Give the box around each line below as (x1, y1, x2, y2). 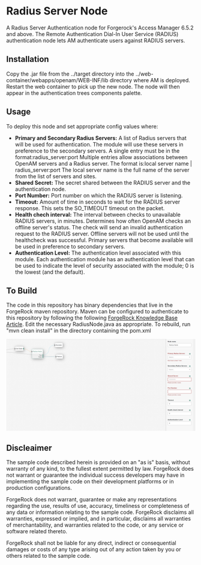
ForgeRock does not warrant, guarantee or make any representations (6, 496, 177, 503)
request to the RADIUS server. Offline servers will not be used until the (14, 230, 189, 237)
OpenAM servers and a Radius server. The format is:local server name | (14, 160, 192, 167)
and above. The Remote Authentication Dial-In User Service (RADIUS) (6, 30, 179, 37)
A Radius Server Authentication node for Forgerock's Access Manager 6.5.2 (6, 24, 194, 31)
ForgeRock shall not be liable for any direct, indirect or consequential (6, 539, 177, 547)
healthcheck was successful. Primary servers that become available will (14, 236, 193, 244)
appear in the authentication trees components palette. (6, 89, 142, 97)
